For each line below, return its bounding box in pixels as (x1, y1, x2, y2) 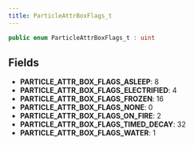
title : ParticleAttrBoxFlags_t (8, 11, 113, 20)
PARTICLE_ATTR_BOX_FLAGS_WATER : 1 (19, 128, 156, 138)
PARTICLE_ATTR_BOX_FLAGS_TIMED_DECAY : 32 (19, 119, 186, 129)
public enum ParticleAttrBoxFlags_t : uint (8, 34, 156, 42)
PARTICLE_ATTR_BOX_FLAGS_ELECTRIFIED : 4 (19, 86, 177, 95)
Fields (8, 55, 40, 69)
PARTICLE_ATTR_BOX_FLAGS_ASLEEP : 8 (19, 77, 160, 87)
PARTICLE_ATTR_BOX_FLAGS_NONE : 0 (19, 103, 153, 112)
